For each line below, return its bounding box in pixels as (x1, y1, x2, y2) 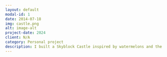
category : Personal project (5, 40, 64, 45)
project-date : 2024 (5, 30, 46, 35)
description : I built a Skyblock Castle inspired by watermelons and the (5, 44, 162, 49)
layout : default (5, 7, 39, 12)
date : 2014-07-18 (5, 16, 41, 21)
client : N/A (5, 35, 30, 40)
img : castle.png (5, 21, 39, 26)
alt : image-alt (5, 26, 37, 31)
